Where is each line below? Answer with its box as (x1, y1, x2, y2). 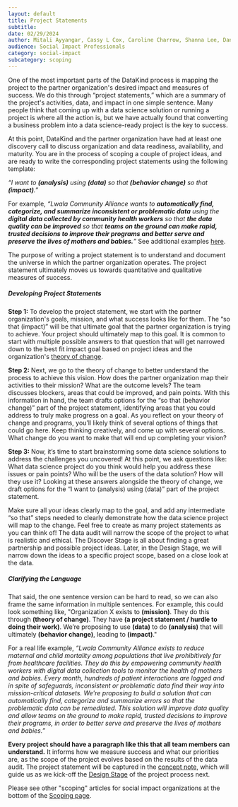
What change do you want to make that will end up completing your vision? (8, 433, 227, 442)
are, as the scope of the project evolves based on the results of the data (8, 755, 218, 763)
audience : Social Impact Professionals (8, 43, 126, 50)
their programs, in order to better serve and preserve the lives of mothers (8, 719, 222, 727)
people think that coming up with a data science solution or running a (8, 105, 210, 114)
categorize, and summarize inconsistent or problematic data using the (8, 206, 220, 216)
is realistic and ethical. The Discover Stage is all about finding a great (8, 536, 209, 544)
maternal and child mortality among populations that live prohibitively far (8, 651, 222, 659)
